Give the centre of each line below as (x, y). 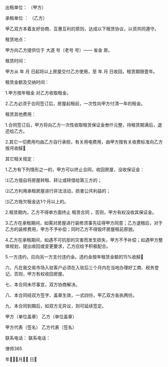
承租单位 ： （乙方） (26, 18)
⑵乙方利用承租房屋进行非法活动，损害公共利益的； (58, 191)
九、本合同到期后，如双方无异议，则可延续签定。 (56, 306)
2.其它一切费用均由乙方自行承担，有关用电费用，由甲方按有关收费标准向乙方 (84, 142)
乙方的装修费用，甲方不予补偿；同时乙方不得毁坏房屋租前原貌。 (71, 229)
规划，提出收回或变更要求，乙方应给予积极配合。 (60, 246)
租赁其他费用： (21, 114)
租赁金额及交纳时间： (27, 82)
